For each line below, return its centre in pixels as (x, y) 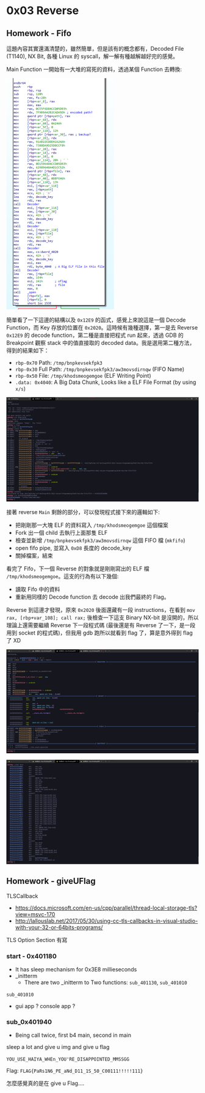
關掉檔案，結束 (34, 555)
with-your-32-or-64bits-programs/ (59, 927)
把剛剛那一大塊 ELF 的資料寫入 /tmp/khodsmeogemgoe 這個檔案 (92, 525)
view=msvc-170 (35, 914)
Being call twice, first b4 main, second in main (73, 1035)
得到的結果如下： (28, 350)
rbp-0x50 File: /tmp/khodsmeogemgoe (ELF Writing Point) (83, 376)
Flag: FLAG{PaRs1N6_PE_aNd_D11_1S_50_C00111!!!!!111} (75, 1071)
